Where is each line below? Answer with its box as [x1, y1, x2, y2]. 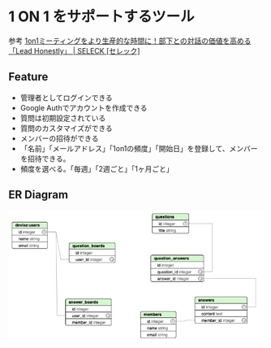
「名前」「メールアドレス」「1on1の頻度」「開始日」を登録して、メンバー [19, 143, 258, 153]
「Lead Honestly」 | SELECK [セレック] [8, 46, 140, 55]
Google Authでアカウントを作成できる [19, 102, 148, 112]
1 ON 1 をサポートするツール [8, 7, 195, 26]
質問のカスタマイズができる [19, 123, 114, 133]
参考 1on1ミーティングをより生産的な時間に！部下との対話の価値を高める [8, 36, 252, 46]
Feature [8, 70, 49, 84]
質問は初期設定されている [19, 113, 106, 123]
